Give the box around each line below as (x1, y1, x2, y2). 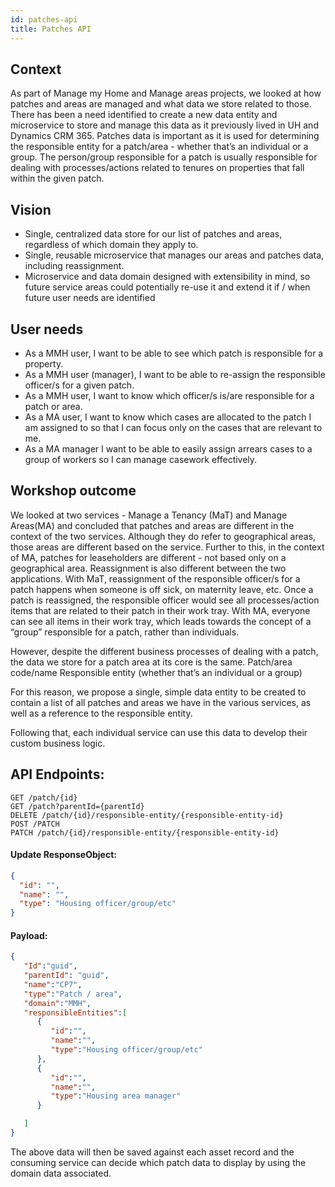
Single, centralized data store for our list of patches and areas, (24, 228, 283, 240)
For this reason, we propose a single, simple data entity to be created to (10, 686, 307, 698)
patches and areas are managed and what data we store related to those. (10, 98, 312, 110)
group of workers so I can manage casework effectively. (24, 453, 258, 465)
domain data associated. (10, 1167, 112, 1179)
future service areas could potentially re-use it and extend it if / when (24, 281, 311, 293)
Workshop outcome (10, 482, 137, 500)
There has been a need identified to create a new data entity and (10, 109, 278, 121)
